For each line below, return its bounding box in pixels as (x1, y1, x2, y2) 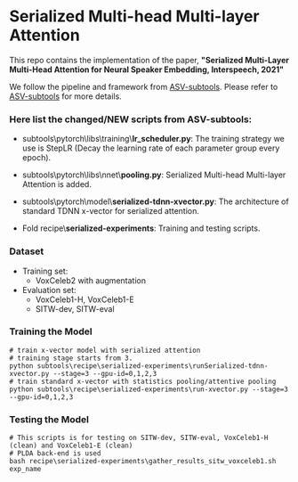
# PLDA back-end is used (9, 449, 101, 458)
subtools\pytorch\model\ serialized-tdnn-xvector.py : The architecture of (21, 196, 289, 207)
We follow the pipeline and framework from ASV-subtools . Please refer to (9, 81, 278, 92)
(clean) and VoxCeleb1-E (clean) (9, 441, 133, 451)
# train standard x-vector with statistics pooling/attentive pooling (9, 377, 277, 386)
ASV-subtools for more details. (9, 91, 122, 102)
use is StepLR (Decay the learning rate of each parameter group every (21, 143, 280, 153)
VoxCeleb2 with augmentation (35, 274, 147, 286)
